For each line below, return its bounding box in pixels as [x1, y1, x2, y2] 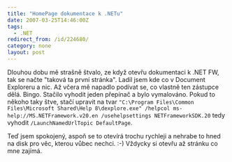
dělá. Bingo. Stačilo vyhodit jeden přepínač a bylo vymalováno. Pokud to [7, 90, 215, 98]
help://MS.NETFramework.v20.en [7, 112, 99, 119]
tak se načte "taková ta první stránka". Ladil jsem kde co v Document [7, 75, 206, 83]
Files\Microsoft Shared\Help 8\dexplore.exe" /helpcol [7, 105, 171, 112]
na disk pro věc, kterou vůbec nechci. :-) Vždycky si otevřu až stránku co [7, 139, 218, 147]
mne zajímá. [7, 147, 43, 155]
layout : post [7, 49, 45, 56]
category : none [7, 42, 52, 49]
